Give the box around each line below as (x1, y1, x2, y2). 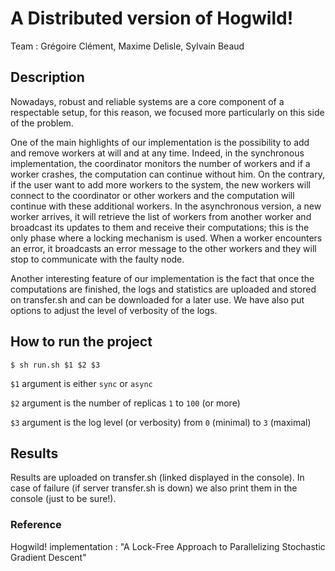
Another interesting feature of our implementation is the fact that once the (10, 272, 315, 284)
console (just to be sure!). (10, 493, 117, 505)
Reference (10, 518, 62, 532)
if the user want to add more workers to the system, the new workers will (10, 178, 311, 191)
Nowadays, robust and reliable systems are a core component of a (10, 95, 285, 107)
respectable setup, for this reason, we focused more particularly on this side (10, 106, 325, 118)
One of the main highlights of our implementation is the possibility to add (10, 136, 310, 148)
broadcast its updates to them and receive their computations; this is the (10, 221, 310, 233)
